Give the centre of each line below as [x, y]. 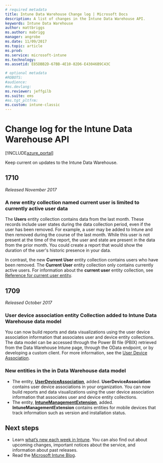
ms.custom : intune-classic [33, 105]
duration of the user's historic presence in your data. [58, 251]
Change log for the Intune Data [69, 129]
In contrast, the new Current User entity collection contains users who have [81, 260]
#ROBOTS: [14, 78]
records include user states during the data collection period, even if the [78, 224]
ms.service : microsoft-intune [36, 55]
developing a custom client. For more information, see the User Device [76, 353]
